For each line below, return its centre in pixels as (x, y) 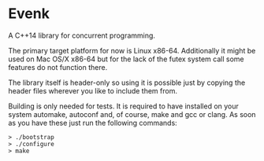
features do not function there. (58, 67)
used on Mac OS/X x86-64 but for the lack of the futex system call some (126, 59)
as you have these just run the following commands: (93, 123)
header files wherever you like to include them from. (93, 90)
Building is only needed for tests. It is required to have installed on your (123, 106)
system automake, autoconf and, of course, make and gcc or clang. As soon (132, 114)
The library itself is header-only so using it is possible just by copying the (127, 82)
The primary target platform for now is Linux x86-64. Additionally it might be (132, 50)
